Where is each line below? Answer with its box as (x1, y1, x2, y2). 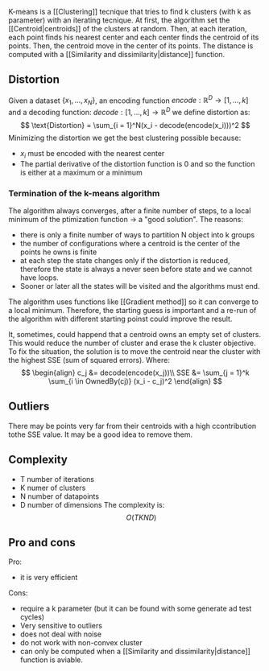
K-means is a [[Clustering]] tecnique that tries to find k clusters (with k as (8, 7, 251, 16)
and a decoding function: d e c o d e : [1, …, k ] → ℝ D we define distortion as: (8, 106, 250, 117)
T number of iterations (19, 474, 95, 484)
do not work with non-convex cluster (19, 638, 143, 648)
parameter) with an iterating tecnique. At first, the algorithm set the (8, 15, 230, 25)
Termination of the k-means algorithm (8, 187, 160, 199)
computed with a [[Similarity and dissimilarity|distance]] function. (8, 50, 226, 59)
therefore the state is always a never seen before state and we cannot (19, 265, 252, 274)
